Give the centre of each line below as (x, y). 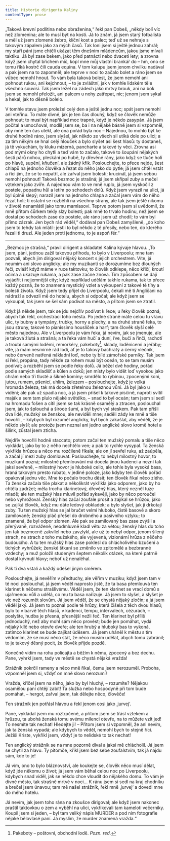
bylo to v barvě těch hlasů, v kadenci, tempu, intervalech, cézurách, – (78, 611)
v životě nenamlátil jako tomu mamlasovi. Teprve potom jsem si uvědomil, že (85, 206)
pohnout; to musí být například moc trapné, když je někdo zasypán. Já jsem (84, 120)
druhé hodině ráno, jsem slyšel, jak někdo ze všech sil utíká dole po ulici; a (83, 136)
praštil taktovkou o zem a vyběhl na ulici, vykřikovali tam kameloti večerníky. (85, 808)
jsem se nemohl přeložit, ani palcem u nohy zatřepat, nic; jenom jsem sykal (83, 94)
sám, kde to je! (20, 756)
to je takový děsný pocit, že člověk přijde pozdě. (56, 643)
